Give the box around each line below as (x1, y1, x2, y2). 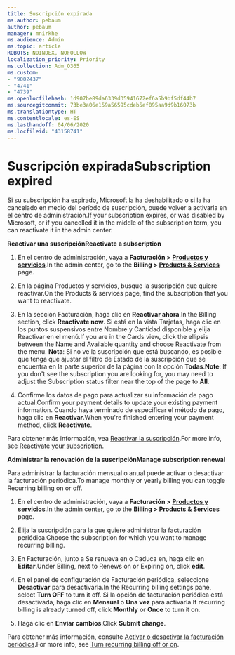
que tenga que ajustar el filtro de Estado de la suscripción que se (17, 355, 206, 364)
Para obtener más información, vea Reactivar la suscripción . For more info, (7, 435, 222, 443)
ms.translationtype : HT (7, 108, 77, 115)
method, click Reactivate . (17, 421, 93, 429)
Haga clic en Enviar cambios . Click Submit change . (17, 619, 166, 628)
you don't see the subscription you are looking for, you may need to (17, 370, 213, 378)
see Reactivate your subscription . (7, 442, 104, 450)
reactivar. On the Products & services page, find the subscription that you (17, 289, 228, 298)
